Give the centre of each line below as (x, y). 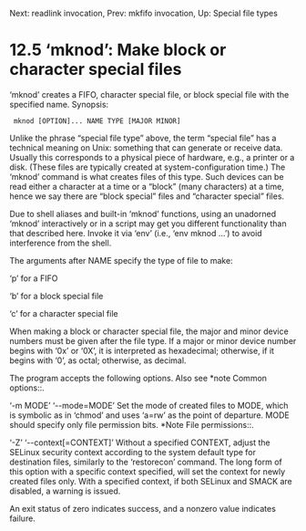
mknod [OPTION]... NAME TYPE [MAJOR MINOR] (97, 121)
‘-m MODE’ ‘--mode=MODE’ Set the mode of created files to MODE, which (149, 405)
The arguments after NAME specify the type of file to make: (122, 260)
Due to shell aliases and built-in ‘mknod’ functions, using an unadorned (143, 213)
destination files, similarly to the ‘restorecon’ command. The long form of (146, 462)
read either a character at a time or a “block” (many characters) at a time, (147, 186)
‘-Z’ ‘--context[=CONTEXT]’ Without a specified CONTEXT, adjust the (140, 442)
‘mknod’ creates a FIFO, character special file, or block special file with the (149, 94)
